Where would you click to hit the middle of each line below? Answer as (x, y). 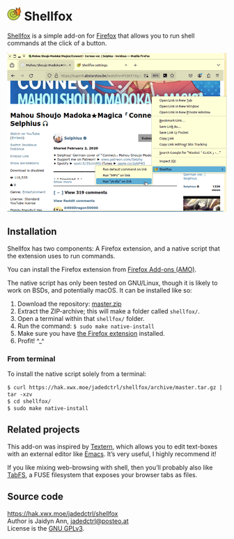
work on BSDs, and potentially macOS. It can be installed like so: (100, 290)
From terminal (31, 359)
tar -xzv (20, 395)
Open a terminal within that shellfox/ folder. (81, 318)
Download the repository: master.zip (69, 304)
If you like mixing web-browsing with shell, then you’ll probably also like (110, 467)
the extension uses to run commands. (61, 256)
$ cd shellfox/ (29, 402)
